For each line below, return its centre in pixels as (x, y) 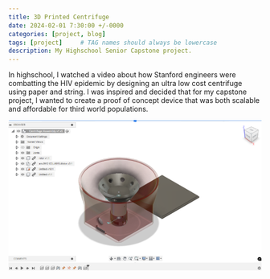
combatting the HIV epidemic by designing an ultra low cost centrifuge (125, 84)
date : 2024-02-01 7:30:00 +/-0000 (66, 25)
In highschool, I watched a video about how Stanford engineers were (122, 75)
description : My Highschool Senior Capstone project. (100, 51)
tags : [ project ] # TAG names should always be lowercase (113, 43)
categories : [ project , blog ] (57, 34)
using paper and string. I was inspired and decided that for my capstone (128, 92)
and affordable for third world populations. (78, 109)
